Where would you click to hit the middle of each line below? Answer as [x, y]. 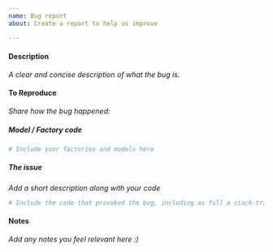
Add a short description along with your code [84, 188]
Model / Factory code [45, 130]
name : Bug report [38, 16]
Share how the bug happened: [59, 111]
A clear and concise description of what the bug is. [94, 75]
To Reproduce [32, 93]
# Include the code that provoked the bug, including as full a [119, 203]
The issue [26, 168]
